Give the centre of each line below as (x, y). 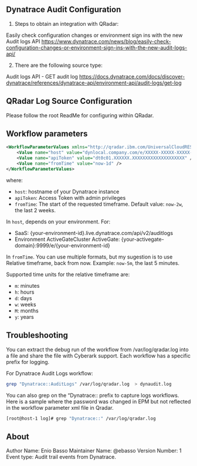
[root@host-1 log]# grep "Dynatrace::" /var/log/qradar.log (81, 419)
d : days (23, 298)
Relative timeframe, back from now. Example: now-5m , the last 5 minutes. (93, 263)
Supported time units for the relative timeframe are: (68, 274)
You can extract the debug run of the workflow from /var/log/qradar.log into (97, 349)
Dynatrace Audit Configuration (64, 10)
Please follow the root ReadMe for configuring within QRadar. (80, 115)
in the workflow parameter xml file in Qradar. (60, 407)
